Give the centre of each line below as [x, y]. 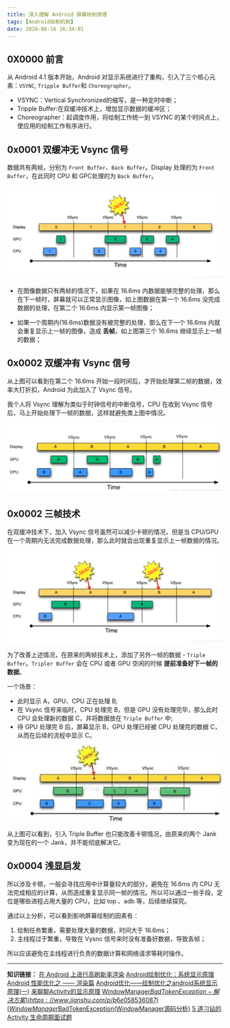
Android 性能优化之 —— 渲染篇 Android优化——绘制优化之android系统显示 [112, 983]
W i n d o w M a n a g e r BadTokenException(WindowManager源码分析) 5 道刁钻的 [115, 1008]
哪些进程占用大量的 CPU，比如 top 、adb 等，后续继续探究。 [104, 901]
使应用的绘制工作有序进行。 [56, 126]
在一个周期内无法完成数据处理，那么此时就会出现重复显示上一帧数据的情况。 [115, 540]
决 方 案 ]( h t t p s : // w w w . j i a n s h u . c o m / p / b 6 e [66, 1000]
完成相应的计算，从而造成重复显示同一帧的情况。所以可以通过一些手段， [115, 892]
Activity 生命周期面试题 [40, 1017]
